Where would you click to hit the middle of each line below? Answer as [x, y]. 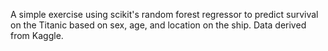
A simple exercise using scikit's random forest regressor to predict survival [164, 14]
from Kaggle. [37, 35]
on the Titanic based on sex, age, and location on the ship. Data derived [158, 25]
